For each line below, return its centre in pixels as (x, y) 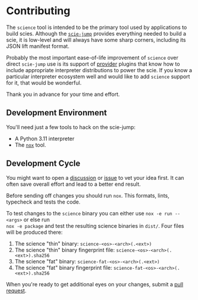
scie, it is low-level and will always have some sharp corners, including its (96, 40)
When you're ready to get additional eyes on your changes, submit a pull (95, 284)
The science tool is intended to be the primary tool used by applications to (97, 27)
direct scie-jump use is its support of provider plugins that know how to (93, 64)
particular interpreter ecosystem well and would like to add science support (98, 76)
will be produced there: (35, 232)
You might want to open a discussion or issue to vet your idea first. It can (95, 178)
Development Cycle (43, 164)
